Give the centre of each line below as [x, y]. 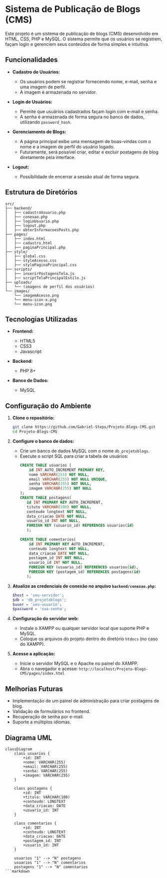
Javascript [31, 351]
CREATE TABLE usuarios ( [46, 465]
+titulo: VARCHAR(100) [47, 797]
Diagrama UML [29, 738]
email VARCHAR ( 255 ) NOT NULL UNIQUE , [68, 479]
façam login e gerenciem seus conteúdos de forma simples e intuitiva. [77, 44]
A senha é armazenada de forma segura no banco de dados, [82, 117]
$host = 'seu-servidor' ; [38, 595]
